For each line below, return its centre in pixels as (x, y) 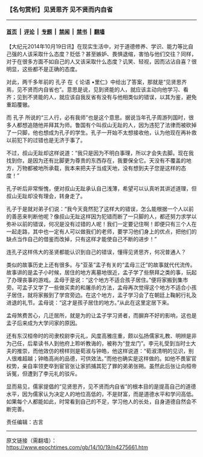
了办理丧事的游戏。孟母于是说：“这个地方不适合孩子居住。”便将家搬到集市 (97, 280)
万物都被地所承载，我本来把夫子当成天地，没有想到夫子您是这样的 (99, 168)
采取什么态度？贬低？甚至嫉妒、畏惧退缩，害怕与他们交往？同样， (114, 54)
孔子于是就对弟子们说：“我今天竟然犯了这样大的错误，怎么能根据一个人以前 (100, 209)
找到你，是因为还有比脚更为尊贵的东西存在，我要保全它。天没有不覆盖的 (96, 160)
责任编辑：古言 (25, 422)
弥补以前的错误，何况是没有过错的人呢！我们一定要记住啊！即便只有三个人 (99, 224)
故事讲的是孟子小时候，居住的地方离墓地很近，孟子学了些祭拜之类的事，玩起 (101, 272)
